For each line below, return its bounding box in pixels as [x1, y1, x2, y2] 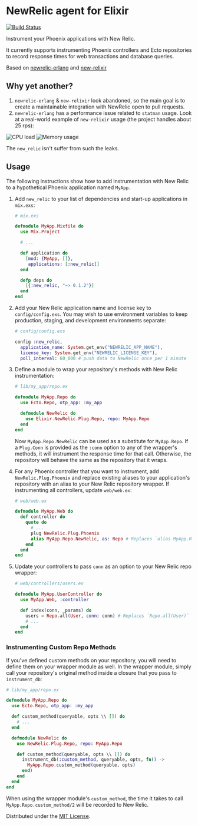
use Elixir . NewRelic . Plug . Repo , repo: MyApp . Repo [25, 415, 150, 422]
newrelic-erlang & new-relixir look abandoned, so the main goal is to [14, 97, 186, 104]
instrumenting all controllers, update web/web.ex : [14, 486, 132, 493]
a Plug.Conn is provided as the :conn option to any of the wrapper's [14, 444, 178, 451]
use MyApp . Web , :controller [20, 597, 90, 603]
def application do [20, 250, 68, 256]
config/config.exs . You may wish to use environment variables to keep [14, 311, 188, 318]
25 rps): [14, 122, 34, 129]
